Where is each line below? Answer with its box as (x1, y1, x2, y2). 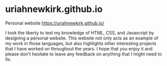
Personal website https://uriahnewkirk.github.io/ (5, 20, 104, 26)
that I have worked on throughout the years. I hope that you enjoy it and (5, 45, 153, 51)
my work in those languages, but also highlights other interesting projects (5, 40, 156, 46)
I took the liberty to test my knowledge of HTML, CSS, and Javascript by (5, 29, 154, 35)
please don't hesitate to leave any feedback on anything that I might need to (5, 51, 162, 57)
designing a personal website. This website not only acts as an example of (5, 35, 158, 41)
